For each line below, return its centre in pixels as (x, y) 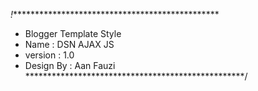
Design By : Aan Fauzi (70, 65)
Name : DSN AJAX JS (69, 44)
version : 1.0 (49, 55)
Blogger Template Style (73, 33)
